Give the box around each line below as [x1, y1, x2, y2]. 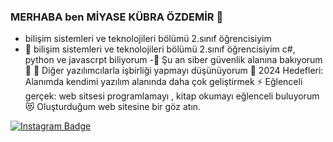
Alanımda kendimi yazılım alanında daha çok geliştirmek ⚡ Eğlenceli [24, 76, 303, 88]
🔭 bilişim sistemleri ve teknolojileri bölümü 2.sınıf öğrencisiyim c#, [24, 43, 296, 55]
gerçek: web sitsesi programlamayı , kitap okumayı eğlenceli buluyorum [24, 90, 320, 102]
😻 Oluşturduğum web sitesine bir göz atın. [24, 101, 202, 113]
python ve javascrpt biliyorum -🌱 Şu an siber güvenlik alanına [24, 54, 278, 66]
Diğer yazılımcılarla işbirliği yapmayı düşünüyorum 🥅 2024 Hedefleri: [41, 65, 324, 77]
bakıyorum [279, 54, 323, 66]
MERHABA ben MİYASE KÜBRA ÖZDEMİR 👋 [10, 10, 224, 24]
